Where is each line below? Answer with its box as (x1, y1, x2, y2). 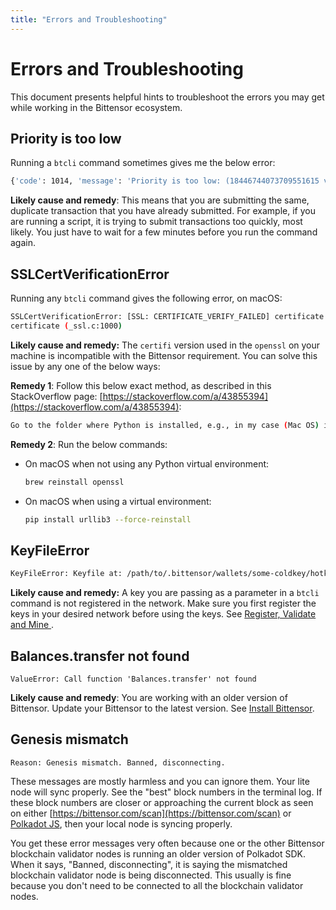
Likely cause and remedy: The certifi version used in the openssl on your (10, 339, 321, 351)
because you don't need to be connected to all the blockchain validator (10, 879, 304, 891)
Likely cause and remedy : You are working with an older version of (10, 691, 288, 703)
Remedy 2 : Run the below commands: (10, 438, 168, 450)
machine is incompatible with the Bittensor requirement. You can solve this (10, 349, 318, 361)
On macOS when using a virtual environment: (24, 495, 212, 507)
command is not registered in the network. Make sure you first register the (10, 597, 317, 610)
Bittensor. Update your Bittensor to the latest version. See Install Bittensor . (10, 702, 315, 714)
